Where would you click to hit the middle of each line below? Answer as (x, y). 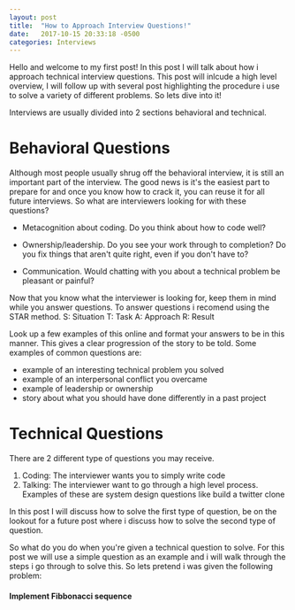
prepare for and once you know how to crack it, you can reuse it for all (137, 192)
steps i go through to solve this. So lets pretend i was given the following (141, 567)
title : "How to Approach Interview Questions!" (100, 26)
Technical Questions (87, 434)
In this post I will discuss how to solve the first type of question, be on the (143, 512)
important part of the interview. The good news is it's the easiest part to (140, 182)
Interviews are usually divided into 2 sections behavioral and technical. (138, 112)
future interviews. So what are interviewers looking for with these (128, 201)
